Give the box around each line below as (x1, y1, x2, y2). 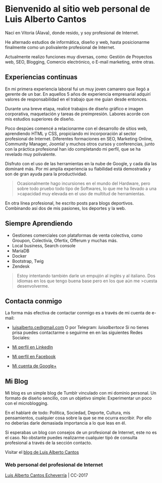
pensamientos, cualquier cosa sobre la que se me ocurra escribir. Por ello (5, 415, 152, 421)
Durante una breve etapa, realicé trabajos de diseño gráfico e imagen (5, 105, 144, 111)
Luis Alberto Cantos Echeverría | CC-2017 (5, 472, 88, 478)
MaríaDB (12, 248, 30, 254)
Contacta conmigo (5, 297, 62, 305)
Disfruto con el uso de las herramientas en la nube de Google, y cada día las (5, 160, 157, 166)
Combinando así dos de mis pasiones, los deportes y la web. (5, 205, 126, 211)
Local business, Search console (12, 242, 76, 248)
